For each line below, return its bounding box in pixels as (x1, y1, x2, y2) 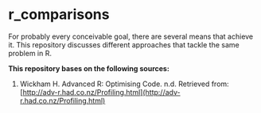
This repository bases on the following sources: (8, 63, 169, 73)
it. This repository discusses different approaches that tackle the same (8, 40, 240, 49)
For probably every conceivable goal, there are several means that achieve (8, 32, 254, 41)
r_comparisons (8, 6, 110, 24)
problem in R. (8, 48, 52, 58)
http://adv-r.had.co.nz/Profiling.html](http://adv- (22, 87, 181, 96)
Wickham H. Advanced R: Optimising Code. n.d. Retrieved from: (19, 79, 229, 89)
